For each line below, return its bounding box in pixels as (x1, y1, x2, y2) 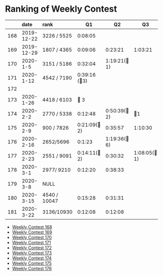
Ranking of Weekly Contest (5, 3, 117, 15)
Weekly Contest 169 (12, 229, 52, 235)
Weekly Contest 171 (12, 239, 51, 245)
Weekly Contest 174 (12, 255, 52, 261)
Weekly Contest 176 (12, 265, 52, 271)
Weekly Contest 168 (12, 224, 52, 230)
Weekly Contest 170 (12, 234, 52, 240)
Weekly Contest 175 (12, 260, 52, 266)
